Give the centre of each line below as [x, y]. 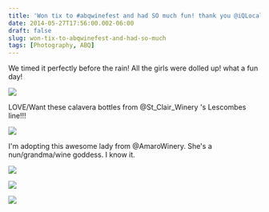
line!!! [17, 116]
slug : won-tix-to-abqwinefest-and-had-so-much [87, 38]
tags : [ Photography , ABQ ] [51, 46]
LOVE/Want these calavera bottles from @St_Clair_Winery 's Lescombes [127, 107]
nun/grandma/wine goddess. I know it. [72, 155]
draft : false [30, 30]
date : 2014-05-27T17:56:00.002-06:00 [71, 23]
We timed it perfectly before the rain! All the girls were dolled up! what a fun [133, 68]
